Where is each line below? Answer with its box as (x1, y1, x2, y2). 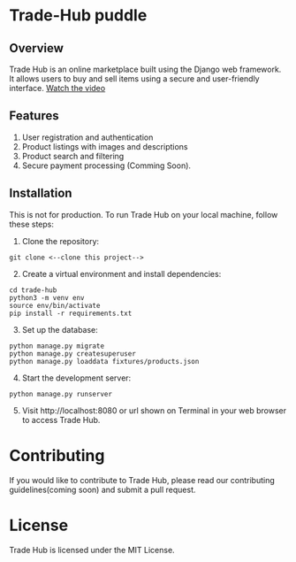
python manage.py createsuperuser (9, 349, 137, 358)
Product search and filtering (21, 150, 125, 161)
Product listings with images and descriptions (21, 141, 188, 151)
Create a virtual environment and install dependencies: (21, 268, 222, 279)
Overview (9, 41, 65, 56)
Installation (9, 186, 72, 201)
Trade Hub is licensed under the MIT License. (9, 544, 175, 555)
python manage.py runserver (9, 389, 113, 398)
